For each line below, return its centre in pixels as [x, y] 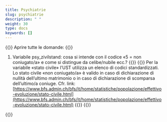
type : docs [17, 28]
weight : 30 [17, 24]
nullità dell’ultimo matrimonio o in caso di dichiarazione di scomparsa [84, 78]
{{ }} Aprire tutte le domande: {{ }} [39, 47]
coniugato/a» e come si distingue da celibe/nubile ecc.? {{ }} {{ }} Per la [85, 62]
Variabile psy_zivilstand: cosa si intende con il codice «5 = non [77, 57]
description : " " [23, 19]
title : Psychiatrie [26, 10]
